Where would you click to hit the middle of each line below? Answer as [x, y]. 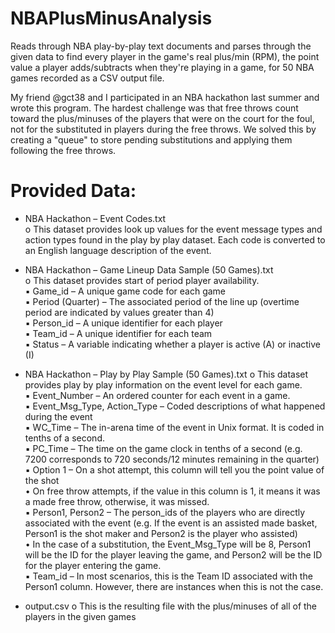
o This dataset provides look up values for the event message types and [173, 229]
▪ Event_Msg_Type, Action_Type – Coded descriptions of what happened [175, 406]
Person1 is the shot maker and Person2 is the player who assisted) [161, 533]
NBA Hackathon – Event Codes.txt [95, 218]
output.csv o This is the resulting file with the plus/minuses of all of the [171, 606]
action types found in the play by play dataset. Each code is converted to [175, 239]
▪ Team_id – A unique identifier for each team [118, 333]
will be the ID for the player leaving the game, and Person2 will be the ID [173, 554]
